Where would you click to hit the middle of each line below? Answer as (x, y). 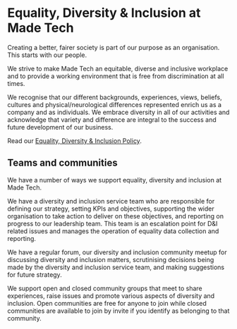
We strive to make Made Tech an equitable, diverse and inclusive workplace (118, 68)
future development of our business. (60, 127)
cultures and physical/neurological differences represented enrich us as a (115, 104)
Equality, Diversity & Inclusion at (104, 13)
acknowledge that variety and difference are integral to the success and (112, 119)
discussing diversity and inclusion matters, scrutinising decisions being (111, 259)
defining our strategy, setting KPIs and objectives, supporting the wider (111, 209)
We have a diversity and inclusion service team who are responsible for (111, 201)
